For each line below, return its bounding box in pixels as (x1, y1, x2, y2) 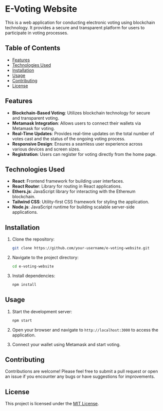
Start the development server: (12, 308, 72, 315)
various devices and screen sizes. (12, 146, 80, 152)
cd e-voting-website (12, 264, 54, 269)
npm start (12, 318, 33, 323)
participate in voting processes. (5, 30, 69, 36)
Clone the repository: (12, 236, 55, 242)
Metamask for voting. (12, 125, 55, 131)
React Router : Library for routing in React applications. (12, 184, 122, 189)
